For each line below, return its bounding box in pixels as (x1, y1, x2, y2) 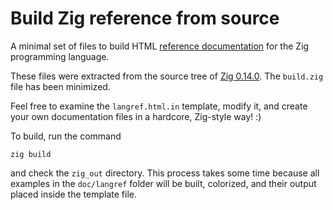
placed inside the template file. (10, 188, 137, 200)
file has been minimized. (10, 80, 111, 92)
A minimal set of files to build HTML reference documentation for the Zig (10, 40, 310, 52)
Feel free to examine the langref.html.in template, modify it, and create (10, 100, 308, 112)
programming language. (10, 50, 110, 62)
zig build (10, 149, 52, 159)
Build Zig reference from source (10, 7, 280, 30)
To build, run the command (10, 130, 122, 142)
